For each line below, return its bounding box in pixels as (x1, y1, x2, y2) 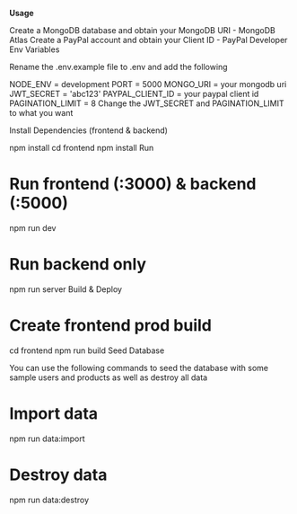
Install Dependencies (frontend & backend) (9, 125, 169, 136)
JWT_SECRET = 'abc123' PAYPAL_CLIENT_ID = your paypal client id (9, 89, 259, 99)
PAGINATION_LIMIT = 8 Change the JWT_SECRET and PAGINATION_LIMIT (9, 98, 284, 109)
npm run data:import (9, 433, 85, 444)
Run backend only (9, 254, 146, 275)
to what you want (9, 108, 74, 118)
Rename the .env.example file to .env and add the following (9, 62, 228, 72)
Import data (9, 403, 99, 423)
